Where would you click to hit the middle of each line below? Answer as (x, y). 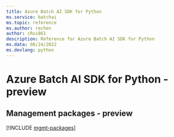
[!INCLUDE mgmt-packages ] (41, 128)
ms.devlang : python (30, 50)
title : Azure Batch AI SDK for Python (54, 12)
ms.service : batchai (32, 17)
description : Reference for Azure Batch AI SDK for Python (80, 39)
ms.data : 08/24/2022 (32, 45)
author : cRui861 (26, 34)
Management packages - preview (70, 114)
